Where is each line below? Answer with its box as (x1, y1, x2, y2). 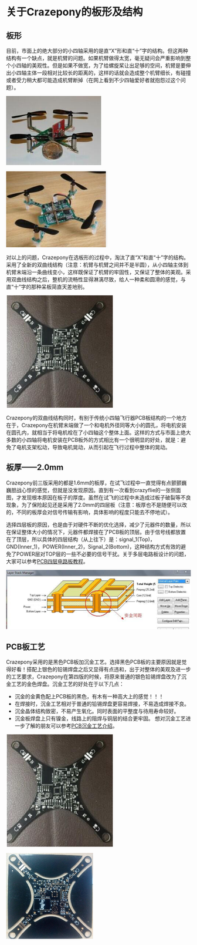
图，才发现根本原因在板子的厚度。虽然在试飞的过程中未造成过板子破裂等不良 (6, 494, 191, 501)
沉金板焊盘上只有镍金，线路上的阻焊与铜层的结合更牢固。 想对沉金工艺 (14, 715, 186, 722)
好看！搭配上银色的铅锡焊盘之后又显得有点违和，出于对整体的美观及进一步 (11, 666, 191, 673)
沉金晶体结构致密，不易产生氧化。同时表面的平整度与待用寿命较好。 (14, 708, 179, 715)
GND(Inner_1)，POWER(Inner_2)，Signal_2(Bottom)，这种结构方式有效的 (6, 543, 181, 550)
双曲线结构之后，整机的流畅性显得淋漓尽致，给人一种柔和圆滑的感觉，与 (11, 276, 186, 283)
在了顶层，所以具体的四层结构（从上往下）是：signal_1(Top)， (6, 536, 155, 543)
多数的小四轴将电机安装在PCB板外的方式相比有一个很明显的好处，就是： (6, 436, 181, 443)
